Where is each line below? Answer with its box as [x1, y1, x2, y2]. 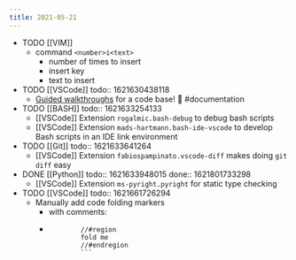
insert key [48, 65, 85, 76]
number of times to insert [48, 56, 142, 66]
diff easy [35, 159, 72, 170]
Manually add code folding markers [35, 196, 166, 208]
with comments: [48, 206, 108, 217]
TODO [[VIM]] [21, 37, 74, 48]
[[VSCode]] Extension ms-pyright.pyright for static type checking [35, 178, 277, 188]
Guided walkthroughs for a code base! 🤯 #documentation [35, 94, 245, 104]
